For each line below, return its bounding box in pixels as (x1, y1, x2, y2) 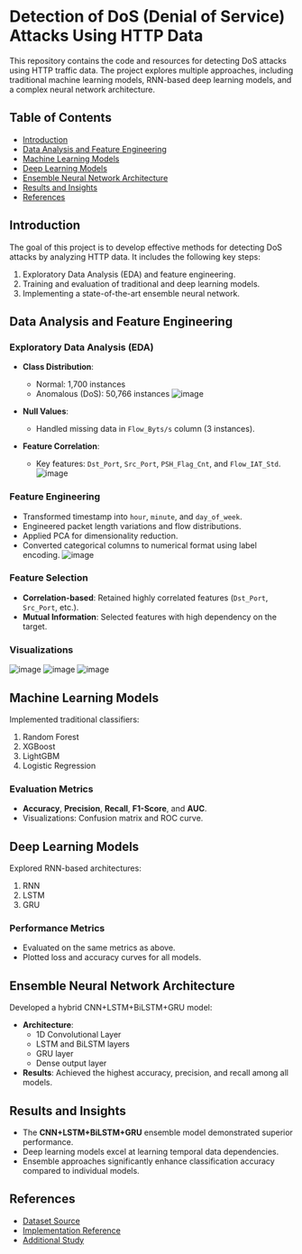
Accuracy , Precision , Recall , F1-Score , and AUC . (22, 803, 207, 814)
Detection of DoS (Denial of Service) (9, 6, 286, 27)
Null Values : (22, 406, 69, 416)
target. (22, 620, 48, 632)
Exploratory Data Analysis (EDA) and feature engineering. (22, 269, 236, 279)
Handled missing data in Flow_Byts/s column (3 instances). (35, 424, 255, 435)
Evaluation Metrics (9, 783, 94, 795)
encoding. (22, 549, 60, 560)
